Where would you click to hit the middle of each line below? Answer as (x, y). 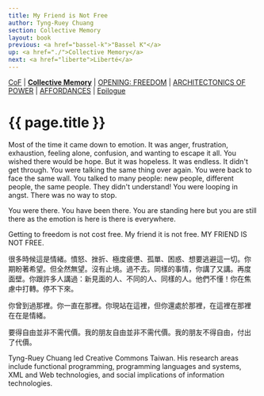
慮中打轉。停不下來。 (43, 288)
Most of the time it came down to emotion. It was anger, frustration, (118, 144)
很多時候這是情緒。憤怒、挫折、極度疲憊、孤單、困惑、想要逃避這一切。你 (130, 259)
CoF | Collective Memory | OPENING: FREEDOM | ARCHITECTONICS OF (127, 82)
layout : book (30, 38)
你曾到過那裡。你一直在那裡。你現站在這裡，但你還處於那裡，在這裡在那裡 (130, 305)
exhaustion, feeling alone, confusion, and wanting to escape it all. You (122, 153)
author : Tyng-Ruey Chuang (51, 23)
